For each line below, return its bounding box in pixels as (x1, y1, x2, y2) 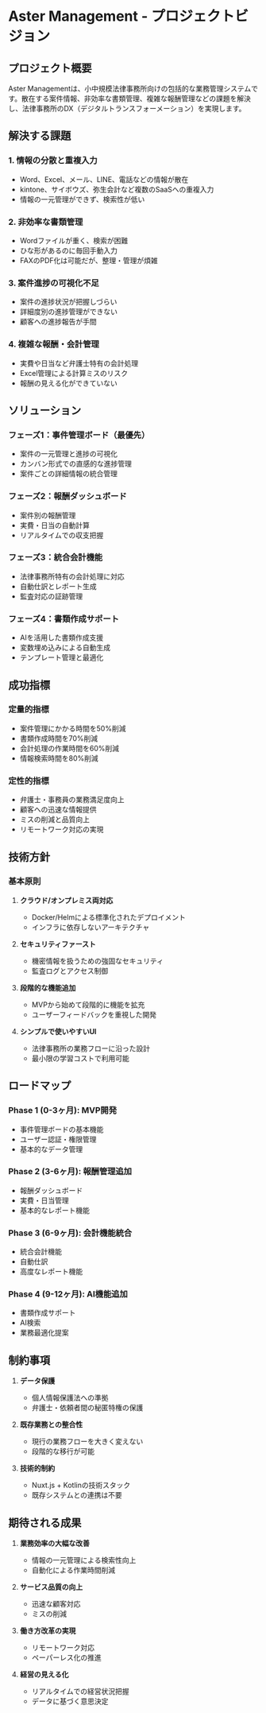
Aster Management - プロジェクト (8, 7, 235, 25)
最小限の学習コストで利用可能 (31, 1053, 129, 1063)
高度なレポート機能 (19, 1267, 83, 1277)
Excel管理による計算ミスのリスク (19, 368, 129, 378)
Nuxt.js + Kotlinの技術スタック (31, 1480, 131, 1490)
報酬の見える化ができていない (19, 378, 118, 388)
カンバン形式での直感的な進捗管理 (19, 459, 133, 469)
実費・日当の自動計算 (19, 520, 90, 529)
